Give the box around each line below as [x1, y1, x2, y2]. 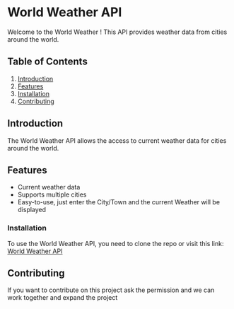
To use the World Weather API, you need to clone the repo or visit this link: [7, 239, 224, 247]
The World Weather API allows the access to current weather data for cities [7, 136, 227, 145]
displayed [17, 206, 47, 214]
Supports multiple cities [17, 190, 87, 199]
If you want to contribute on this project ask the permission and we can [7, 286, 215, 294]
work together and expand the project [7, 293, 118, 302]
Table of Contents [7, 56, 88, 68]
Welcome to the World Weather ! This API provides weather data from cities [7, 28, 228, 36]
